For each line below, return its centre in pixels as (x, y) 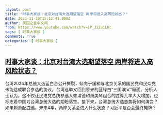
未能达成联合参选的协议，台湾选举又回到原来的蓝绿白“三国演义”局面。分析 (79, 89)
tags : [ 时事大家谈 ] (25, 32)
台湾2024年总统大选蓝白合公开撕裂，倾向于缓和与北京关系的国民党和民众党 (81, 83)
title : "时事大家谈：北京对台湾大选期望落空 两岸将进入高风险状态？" (66, 14)
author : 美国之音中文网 (26, 23)
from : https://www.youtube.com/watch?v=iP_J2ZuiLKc (58, 28)
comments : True (20, 37)
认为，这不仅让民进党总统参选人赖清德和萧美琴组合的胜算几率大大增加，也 (83, 95)
